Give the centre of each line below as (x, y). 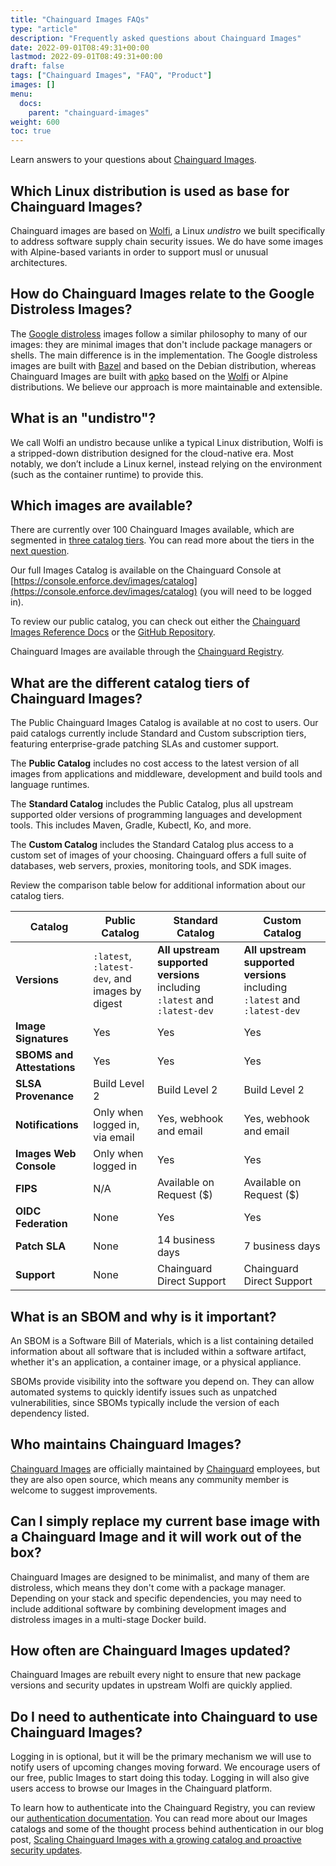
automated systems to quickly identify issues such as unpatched (143, 1392)
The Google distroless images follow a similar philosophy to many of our (159, 333)
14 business (186, 1240)
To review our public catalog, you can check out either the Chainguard (155, 622)
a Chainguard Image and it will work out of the (156, 1537)
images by (117, 991)
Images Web (46, 1154)
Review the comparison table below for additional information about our (158, 885)
